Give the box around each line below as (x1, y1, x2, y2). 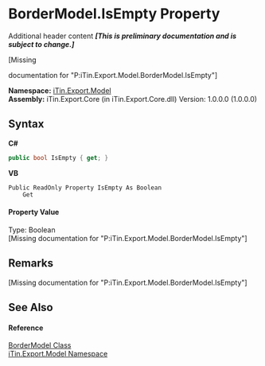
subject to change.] (8, 39, 75, 49)
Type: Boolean (8, 224, 56, 235)
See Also (8, 301, 53, 314)
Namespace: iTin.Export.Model (8, 85, 111, 95)
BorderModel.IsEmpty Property (8, 5, 220, 23)
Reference (8, 323, 44, 333)
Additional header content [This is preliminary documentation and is (8, 31, 237, 41)
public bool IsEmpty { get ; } (8, 154, 109, 162)
